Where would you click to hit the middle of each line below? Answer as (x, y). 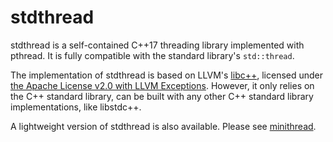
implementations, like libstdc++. (76, 107)
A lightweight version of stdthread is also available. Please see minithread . (163, 126)
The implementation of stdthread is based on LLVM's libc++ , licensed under (167, 75)
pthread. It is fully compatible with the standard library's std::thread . (152, 55)
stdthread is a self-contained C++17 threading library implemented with (157, 45)
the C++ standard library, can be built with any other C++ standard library (162, 96)
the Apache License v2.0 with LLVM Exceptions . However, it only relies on (162, 85)
